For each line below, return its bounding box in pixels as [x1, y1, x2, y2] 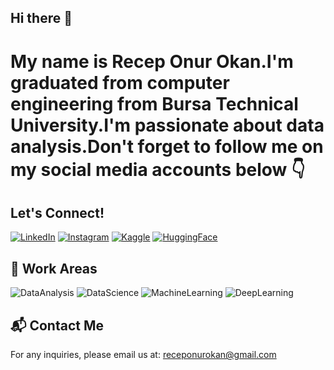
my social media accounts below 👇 [10, 158, 306, 181]
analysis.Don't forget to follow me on [10, 135, 324, 158]
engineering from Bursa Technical [10, 92, 299, 115]
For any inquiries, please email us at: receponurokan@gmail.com [10, 349, 277, 361]
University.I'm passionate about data [10, 114, 325, 136]
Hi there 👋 [10, 10, 73, 27]
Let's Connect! [10, 204, 105, 221]
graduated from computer [10, 71, 230, 94]
